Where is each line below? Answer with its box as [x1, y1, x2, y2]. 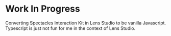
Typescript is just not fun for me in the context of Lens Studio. [5, 25, 136, 31]
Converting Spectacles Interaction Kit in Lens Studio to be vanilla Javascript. [5, 20, 166, 26]
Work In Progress [5, 3, 80, 15]
